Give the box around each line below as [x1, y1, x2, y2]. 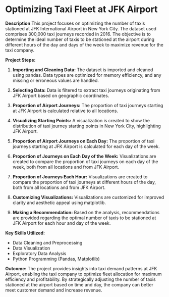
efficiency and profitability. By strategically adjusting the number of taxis [5, 276, 156, 282]
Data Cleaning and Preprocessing [12, 239, 83, 245]
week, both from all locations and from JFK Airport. [12, 164, 120, 170]
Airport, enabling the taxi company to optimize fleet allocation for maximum [5, 271, 162, 277]
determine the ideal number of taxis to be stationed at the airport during [5, 36, 155, 42]
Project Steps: [5, 57, 36, 63]
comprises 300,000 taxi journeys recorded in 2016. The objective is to [5, 31, 151, 37]
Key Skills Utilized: [5, 230, 45, 236]
